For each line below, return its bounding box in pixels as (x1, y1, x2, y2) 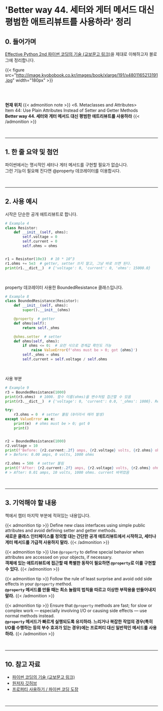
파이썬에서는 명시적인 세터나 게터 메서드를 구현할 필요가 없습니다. (5, 161, 129, 168)
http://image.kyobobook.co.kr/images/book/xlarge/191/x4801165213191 (16, 72, 158, 78)
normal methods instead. (5, 613, 55, 619)
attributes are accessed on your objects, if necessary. (5, 554, 113, 560)
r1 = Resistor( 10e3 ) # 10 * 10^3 (5, 256, 75, 261)
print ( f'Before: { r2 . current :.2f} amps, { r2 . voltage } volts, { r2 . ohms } (5, 448, 153, 452)
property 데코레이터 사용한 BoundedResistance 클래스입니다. (5, 284, 123, 290)
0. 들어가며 (5, 37, 36, 46)
